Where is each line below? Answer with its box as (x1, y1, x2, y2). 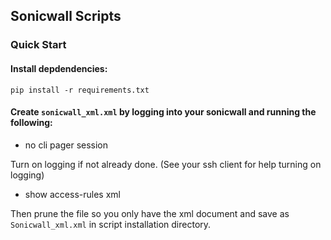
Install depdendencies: (10, 62, 108, 74)
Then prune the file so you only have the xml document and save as (10, 207, 290, 219)
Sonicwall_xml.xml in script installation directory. (10, 218, 212, 230)
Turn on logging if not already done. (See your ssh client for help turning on (10, 158, 322, 170)
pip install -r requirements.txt (10, 85, 150, 95)
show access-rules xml (24, 188, 121, 200)
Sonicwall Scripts (10, 8, 122, 25)
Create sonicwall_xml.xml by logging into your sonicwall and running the (10, 106, 317, 118)
